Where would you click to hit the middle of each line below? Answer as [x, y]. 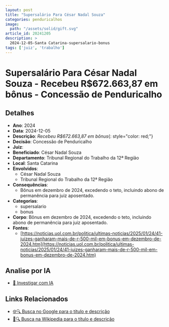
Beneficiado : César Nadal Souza [47, 152]
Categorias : [25, 201]
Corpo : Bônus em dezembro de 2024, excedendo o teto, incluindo [82, 217]
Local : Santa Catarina [35, 163]
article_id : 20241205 [28, 34]
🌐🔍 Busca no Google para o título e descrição [61, 312]
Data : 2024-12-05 [31, 130]
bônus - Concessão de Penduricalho [84, 94]
